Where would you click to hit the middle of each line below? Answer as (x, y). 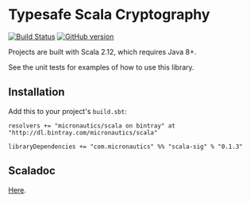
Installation (37, 92)
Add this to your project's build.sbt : (67, 111)
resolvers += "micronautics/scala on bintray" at (92, 126)
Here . (17, 190)
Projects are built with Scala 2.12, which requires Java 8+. (102, 51)
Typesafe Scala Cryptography (109, 15)
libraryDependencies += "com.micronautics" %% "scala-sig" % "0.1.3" (126, 147)
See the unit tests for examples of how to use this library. (101, 67)
